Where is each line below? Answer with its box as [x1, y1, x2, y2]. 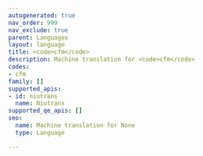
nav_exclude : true [8, 26, 68, 34]
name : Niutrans [15, 99, 65, 107]
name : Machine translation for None [15, 121, 135, 129]
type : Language [15, 128, 65, 136]
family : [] [8, 77, 44, 85]
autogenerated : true [8, 11, 76, 20]
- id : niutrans [8, 92, 58, 100]
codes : [8, 63, 30, 71]
